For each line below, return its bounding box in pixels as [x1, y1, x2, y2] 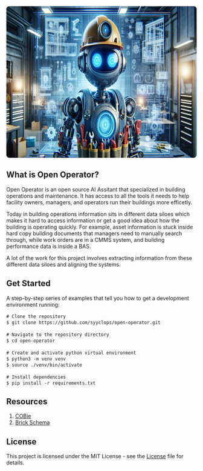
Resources [6, 396, 48, 407]
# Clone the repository [6, 313, 66, 319]
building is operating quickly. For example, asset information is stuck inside [6, 223, 193, 230]
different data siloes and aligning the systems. [6, 261, 121, 268]
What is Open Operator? [6, 170, 100, 180]
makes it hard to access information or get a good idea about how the [6, 216, 180, 224]
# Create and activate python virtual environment [6, 350, 137, 356]
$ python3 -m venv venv [6, 356, 66, 362]
